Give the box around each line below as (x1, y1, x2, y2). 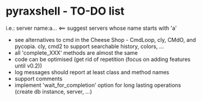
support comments (14, 75, 63, 82)
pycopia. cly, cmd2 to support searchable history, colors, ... (14, 43, 164, 50)
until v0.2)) (14, 62, 42, 69)
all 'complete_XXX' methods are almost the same (14, 49, 138, 56)
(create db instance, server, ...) (14, 88, 92, 95)
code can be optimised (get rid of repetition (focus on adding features (14, 55, 190, 63)
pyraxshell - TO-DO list (5, 4, 124, 18)
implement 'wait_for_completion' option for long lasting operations (14, 81, 181, 89)
